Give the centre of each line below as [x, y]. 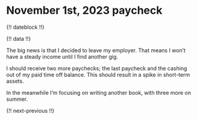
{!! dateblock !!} [25, 27]
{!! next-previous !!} [30, 110]
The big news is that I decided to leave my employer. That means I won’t [96, 50]
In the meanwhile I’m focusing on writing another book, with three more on [99, 92]
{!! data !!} [19, 38]
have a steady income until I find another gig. [62, 56]
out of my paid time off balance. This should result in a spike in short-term [98, 74]
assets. [15, 81]
